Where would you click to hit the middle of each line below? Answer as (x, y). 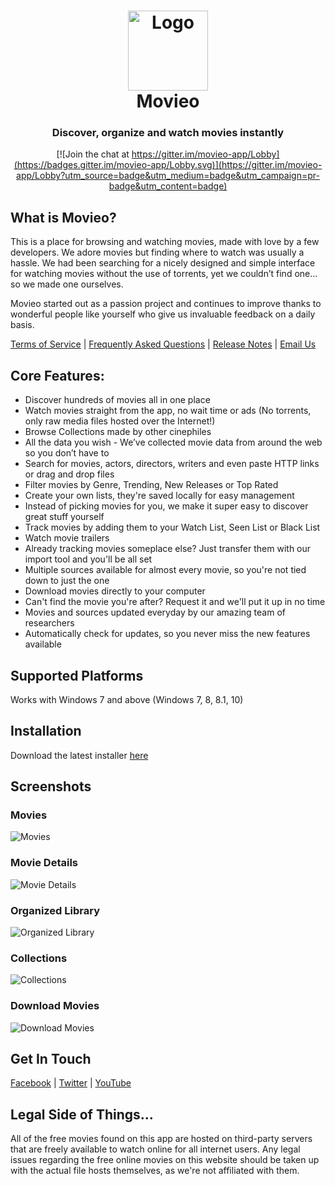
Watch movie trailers (67, 538)
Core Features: (57, 375)
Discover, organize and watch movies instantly (168, 133)
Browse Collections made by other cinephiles (118, 432)
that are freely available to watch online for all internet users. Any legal (155, 1149)
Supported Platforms (77, 675)
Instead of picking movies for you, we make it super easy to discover (166, 506)
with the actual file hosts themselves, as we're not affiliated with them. (155, 1171)
